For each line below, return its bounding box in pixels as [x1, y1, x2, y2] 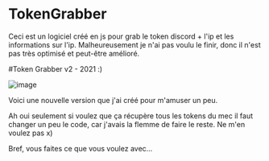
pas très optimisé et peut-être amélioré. [8, 48, 140, 58]
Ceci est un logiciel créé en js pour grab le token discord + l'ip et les [8, 31, 234, 41]
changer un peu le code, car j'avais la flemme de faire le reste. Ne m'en [8, 119, 246, 129]
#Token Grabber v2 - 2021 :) [8, 64, 103, 73]
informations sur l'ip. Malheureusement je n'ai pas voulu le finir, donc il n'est [8, 39, 261, 49]
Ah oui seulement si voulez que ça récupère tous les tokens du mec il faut [8, 110, 254, 121]
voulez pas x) [8, 128, 53, 138]
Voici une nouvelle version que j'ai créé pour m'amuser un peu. [8, 95, 218, 105]
